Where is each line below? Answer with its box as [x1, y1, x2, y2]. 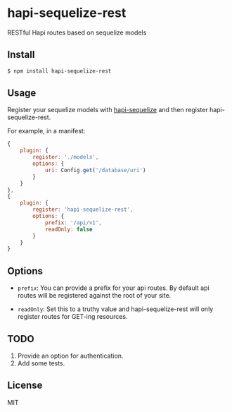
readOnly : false [44, 226, 93, 233]
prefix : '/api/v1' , [44, 219, 102, 226]
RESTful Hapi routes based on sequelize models [7, 28, 147, 37]
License [7, 380, 43, 392]
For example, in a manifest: [7, 127, 86, 135]
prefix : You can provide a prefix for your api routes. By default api [17, 284, 210, 292]
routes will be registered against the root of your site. [17, 291, 172, 300]
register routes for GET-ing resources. [17, 313, 128, 321]
